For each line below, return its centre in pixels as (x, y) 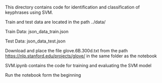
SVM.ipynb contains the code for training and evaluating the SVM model (78, 65)
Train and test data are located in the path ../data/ (55, 22)
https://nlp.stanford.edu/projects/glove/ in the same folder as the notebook (81, 56)
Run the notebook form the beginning (43, 75)
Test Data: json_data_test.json (35, 41)
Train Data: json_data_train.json (37, 31)
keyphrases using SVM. (29, 12)
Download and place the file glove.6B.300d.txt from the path (66, 51)
